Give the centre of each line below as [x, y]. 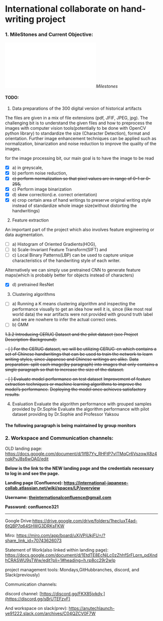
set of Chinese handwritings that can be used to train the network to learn [79, 354]
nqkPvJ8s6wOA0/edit [27, 459]
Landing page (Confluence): [34, 483]
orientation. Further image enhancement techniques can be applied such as [81, 138]
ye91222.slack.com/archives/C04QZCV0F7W [50, 614]
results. [13, 395]
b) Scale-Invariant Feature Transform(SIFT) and [59, 250]
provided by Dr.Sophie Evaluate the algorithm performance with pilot [81, 409]
